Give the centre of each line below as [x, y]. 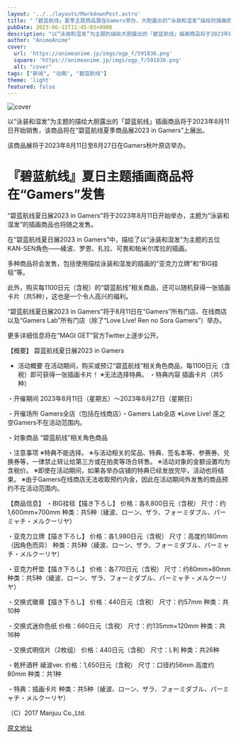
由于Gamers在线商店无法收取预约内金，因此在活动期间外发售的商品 [124, 480]
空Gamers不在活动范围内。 [47, 423]
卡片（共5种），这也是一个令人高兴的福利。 [70, 296]
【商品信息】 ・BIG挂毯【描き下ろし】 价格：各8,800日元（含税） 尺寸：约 [117, 503]
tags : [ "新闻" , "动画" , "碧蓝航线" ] [57, 73]
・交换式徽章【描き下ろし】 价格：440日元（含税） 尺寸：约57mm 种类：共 [118, 602]
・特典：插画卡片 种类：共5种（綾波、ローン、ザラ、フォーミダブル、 [109, 689]
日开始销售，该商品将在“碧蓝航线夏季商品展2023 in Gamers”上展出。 [108, 130]
